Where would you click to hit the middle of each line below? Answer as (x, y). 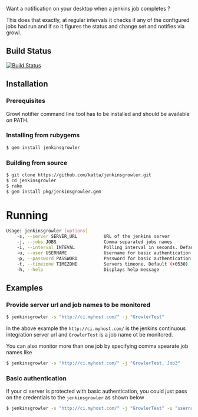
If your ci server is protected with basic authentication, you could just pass (97, 391)
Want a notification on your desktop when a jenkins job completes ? (88, 9)
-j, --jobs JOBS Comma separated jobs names (95, 242)
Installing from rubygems (43, 135)
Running (27, 215)
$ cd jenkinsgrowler (32, 180)
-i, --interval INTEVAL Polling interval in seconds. (97, 248)
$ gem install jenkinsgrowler (43, 147)
